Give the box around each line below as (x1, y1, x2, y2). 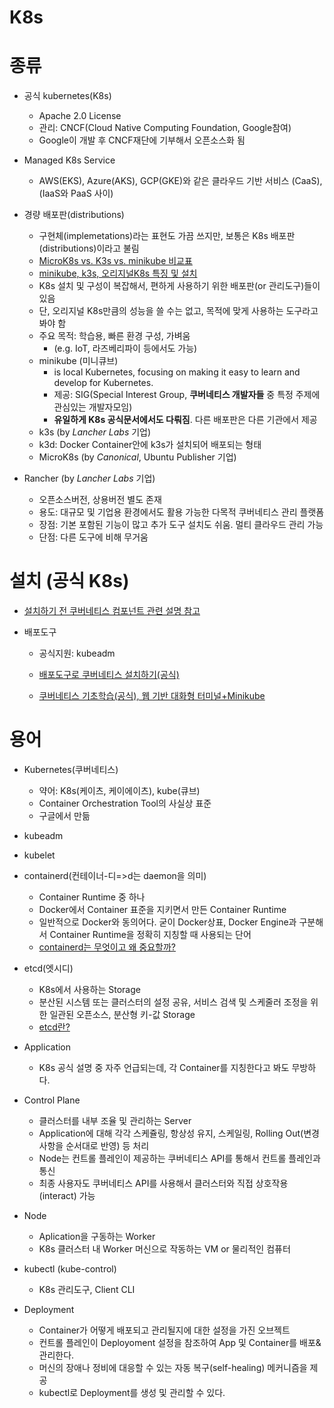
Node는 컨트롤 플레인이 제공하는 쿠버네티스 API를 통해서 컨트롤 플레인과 (38, 1152, 321, 1164)
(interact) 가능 (38, 1190, 96, 1201)
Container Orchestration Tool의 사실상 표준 (38, 797, 212, 809)
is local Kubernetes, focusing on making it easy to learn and (53, 366, 301, 378)
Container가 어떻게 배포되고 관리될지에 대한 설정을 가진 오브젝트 (38, 1324, 291, 1336)
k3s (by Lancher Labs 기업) (38, 426, 152, 438)
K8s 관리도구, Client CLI (38, 1284, 136, 1295)
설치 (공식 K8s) (9, 570, 130, 593)
